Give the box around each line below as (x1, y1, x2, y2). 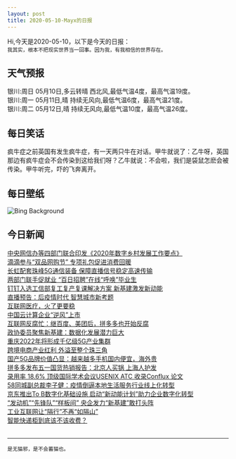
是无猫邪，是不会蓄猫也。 (7, 445, 69, 453)
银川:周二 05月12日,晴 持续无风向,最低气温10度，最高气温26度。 (7, 105, 192, 113)
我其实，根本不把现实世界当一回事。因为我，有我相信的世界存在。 (7, 46, 166, 54)
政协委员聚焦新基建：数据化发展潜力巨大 (7, 328, 124, 337)
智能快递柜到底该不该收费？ (7, 416, 88, 425)
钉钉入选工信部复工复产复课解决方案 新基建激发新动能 (7, 284, 163, 292)
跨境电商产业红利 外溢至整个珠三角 (7, 346, 107, 354)
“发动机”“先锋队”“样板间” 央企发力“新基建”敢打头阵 (7, 398, 155, 407)
